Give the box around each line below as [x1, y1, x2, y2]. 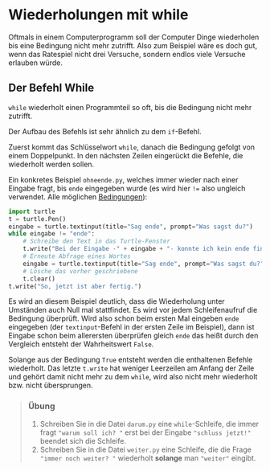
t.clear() [22, 275, 56, 283]
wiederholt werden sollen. [8, 159, 95, 169]
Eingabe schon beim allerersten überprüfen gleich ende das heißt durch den [8, 331, 259, 341]
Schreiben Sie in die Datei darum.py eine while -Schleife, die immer [39, 419, 260, 428]
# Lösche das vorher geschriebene [22, 267, 138, 275]
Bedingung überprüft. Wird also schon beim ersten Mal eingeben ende [8, 313, 239, 323]
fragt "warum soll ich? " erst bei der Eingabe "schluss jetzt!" [39, 428, 252, 437]
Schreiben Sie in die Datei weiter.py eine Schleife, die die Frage [39, 444, 252, 454]
